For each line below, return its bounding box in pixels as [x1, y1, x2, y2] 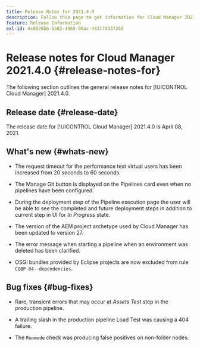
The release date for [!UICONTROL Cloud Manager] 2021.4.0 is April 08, [6, 123, 183, 130]
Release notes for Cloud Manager [6, 51, 175, 65]
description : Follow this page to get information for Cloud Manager [6, 14, 183, 20]
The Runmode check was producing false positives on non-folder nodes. [14, 334, 189, 341]
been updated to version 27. [14, 229, 84, 236]
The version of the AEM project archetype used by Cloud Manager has [14, 222, 189, 230]
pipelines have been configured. [14, 186, 94, 194]
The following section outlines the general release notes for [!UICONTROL [6, 84, 187, 91]
